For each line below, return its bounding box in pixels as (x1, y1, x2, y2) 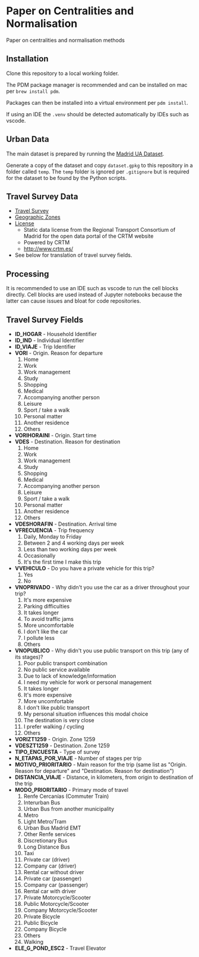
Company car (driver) (23, 862, 77, 869)
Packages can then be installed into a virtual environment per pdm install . (6, 99, 188, 106)
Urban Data (6, 134, 49, 144)
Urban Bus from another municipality (23, 806, 115, 812)
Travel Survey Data (6, 191, 78, 201)
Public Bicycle (23, 919, 58, 926)
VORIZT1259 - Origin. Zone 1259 (14, 736, 96, 742)
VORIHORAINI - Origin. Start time (14, 432, 97, 439)
